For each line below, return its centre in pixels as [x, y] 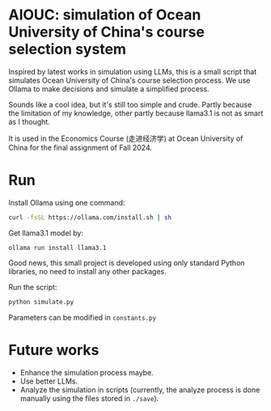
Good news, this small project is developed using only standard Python [127, 263]
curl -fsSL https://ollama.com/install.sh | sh [90, 217]
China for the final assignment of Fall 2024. [80, 147]
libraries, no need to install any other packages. [88, 271]
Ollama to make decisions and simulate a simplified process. [109, 89]
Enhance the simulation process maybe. [87, 372]
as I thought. [29, 121]
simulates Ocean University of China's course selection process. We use [129, 80]
